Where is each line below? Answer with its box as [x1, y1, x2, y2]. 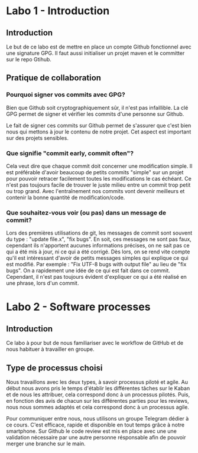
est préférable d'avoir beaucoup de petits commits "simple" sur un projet [6, 168, 184, 175]
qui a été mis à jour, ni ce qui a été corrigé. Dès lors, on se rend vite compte [6, 248, 190, 255]
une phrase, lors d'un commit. [6, 279, 79, 287]
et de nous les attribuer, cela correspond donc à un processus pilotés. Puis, [6, 391, 190, 398]
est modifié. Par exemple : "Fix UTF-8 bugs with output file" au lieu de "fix [6, 261, 187, 268]
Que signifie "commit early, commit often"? [6, 149, 134, 157]
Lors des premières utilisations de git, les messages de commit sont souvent [6, 229, 193, 237]
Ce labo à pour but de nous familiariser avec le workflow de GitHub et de [6, 340, 184, 347]
